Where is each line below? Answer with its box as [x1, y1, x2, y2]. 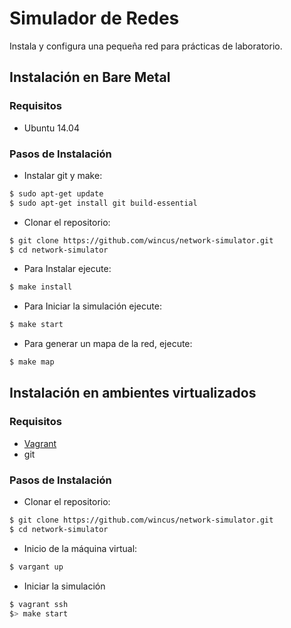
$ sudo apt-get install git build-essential [9, 198, 198, 208]
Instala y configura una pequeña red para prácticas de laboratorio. [9, 40, 283, 52]
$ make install [9, 282, 73, 292]
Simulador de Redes [9, 7, 180, 30]
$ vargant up [9, 562, 64, 572]
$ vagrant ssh [9, 599, 69, 609]
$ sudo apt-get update [9, 188, 104, 199]
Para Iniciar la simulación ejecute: [23, 300, 162, 312]
